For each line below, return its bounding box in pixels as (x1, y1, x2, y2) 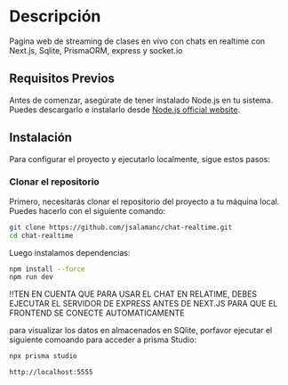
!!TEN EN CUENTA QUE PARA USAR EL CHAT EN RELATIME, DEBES (9, 289, 258, 299)
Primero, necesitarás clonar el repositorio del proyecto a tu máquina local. (9, 196, 280, 207)
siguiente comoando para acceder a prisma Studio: (9, 334, 197, 345)
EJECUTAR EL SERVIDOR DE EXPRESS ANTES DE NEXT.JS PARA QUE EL (9, 299, 278, 309)
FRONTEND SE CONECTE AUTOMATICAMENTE (9, 307, 185, 318)
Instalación (9, 130, 73, 145)
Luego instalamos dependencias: (9, 247, 131, 258)
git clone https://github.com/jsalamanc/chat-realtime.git (9, 223, 233, 232)
